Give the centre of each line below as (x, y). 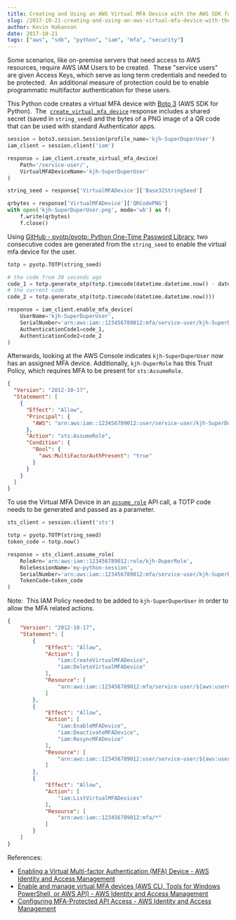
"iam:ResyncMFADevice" (91, 739)
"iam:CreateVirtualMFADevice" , (103, 661)
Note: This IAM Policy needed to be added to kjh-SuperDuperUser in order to (118, 601)
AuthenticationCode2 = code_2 (61, 336)
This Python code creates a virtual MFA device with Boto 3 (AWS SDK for (113, 104)
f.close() (34, 223)
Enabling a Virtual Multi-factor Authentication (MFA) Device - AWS (113, 871)
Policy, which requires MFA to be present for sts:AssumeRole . (95, 371)
